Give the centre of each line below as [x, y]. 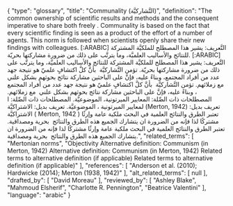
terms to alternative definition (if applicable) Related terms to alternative [110, 158]
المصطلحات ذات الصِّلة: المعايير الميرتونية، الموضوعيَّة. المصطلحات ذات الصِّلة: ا [110, 99]
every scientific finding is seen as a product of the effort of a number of [110, 33]
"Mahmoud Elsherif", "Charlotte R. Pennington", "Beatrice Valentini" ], [107, 188]
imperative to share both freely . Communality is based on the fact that [109, 25]
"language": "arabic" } [39, 195]
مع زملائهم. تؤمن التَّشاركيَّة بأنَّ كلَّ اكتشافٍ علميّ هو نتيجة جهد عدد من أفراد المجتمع [115, 84]
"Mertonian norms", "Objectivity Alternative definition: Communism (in [108, 143]
